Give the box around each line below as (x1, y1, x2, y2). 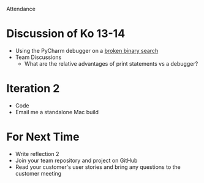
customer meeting (15, 169, 62, 177)
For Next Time (6, 130, 80, 144)
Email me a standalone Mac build (15, 108, 99, 115)
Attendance (6, 6, 36, 12)
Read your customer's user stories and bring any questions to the (15, 163, 181, 171)
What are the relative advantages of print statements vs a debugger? (24, 60, 198, 67)
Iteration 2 (6, 82, 60, 96)
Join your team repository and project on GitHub (15, 157, 138, 164)
